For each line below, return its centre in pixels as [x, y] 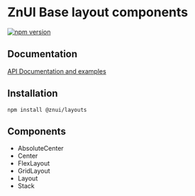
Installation [33, 94]
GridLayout [34, 171]
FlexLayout [34, 163]
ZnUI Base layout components [98, 12]
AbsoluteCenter [40, 149]
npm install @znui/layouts [47, 110]
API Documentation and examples [57, 71]
